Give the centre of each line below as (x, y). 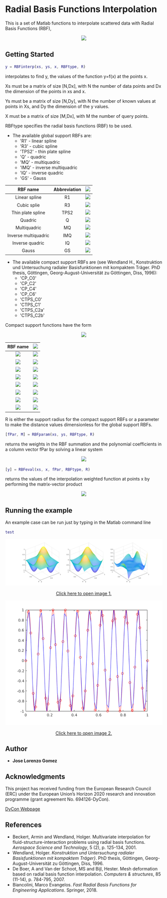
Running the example (39, 510)
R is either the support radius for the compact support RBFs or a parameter (82, 419)
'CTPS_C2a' (32, 310)
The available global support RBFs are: (52, 135)
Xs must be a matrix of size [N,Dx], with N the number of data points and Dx (83, 86)
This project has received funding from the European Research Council (78, 789)
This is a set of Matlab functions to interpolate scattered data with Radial (80, 23)
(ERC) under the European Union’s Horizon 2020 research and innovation (81, 794)
